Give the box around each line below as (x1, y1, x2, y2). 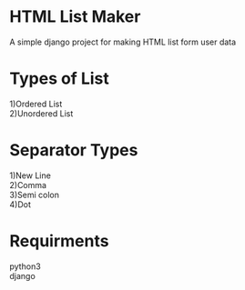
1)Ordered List (9, 98, 63, 109)
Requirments (9, 231, 109, 251)
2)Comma (9, 179, 47, 190)
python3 (9, 261, 41, 272)
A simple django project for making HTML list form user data (9, 36, 237, 47)
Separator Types (9, 140, 138, 161)
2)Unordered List (9, 107, 74, 119)
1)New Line (9, 170, 52, 181)
